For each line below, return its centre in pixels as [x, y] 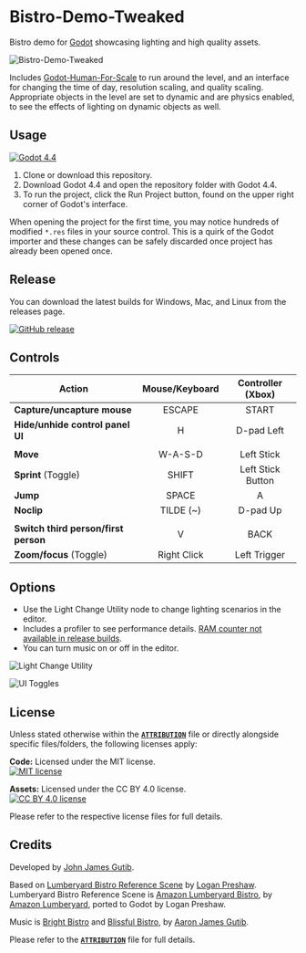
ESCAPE [180, 410]
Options [33, 587]
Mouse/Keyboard [181, 389]
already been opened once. [61, 251]
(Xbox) [260, 394]
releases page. [37, 311]
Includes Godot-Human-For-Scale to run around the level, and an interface [149, 77]
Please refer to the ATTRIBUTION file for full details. [102, 939]
